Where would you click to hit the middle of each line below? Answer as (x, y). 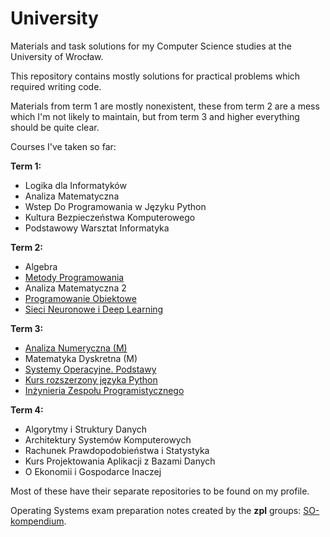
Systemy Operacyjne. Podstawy (90, 369)
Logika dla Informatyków (75, 185)
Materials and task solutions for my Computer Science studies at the (151, 46)
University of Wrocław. (57, 56)
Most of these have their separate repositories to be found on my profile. (160, 491)
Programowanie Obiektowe (80, 298)
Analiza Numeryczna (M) (76, 348)
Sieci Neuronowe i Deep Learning (94, 309)
